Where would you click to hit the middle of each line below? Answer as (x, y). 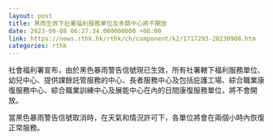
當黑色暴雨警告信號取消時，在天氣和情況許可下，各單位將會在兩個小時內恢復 (136, 117)
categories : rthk (38, 46)
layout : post (30, 16)
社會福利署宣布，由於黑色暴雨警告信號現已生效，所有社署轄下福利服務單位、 (136, 70)
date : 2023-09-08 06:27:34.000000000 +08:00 (85, 31)
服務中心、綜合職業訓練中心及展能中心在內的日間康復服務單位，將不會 (132, 91)
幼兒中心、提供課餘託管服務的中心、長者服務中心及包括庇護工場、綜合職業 (133, 80)
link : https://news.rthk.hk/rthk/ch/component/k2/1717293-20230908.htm (132, 38)
